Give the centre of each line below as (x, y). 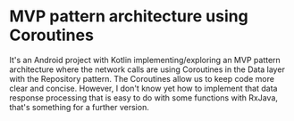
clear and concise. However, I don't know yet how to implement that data (143, 88)
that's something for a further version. (79, 107)
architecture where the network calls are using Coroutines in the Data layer (147, 69)
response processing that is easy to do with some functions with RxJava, (144, 97)
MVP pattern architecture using (129, 16)
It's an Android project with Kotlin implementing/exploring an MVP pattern (145, 60)
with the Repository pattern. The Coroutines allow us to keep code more (142, 78)
